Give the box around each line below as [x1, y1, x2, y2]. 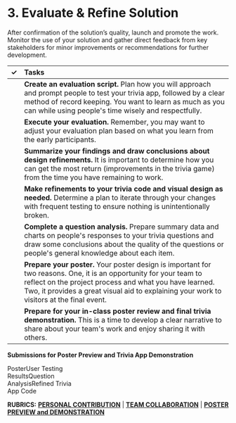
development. [7, 51, 47, 59]
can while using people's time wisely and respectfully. [24, 106, 202, 115]
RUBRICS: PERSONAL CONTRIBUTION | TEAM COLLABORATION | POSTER [7, 400, 229, 409]
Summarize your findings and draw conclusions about [24, 146, 210, 156]
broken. [24, 210, 49, 220]
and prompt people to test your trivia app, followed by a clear [24, 88, 225, 98]
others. [24, 332, 48, 342]
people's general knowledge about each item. [24, 248, 175, 258]
